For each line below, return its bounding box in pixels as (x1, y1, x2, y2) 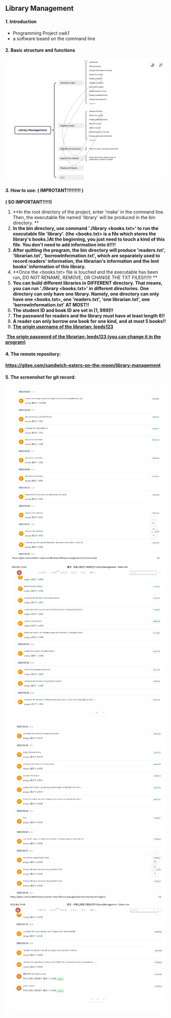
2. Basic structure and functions (5, 47, 75, 53)
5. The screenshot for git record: (5, 374, 76, 380)
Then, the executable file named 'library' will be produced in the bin (12, 215, 156, 220)
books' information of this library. (12, 263, 86, 270)
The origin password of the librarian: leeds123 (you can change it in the (6, 334, 161, 340)
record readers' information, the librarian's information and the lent (12, 258, 159, 264)
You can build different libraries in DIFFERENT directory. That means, (12, 280, 163, 286)
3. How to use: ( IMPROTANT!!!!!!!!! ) (5, 187, 84, 193)
